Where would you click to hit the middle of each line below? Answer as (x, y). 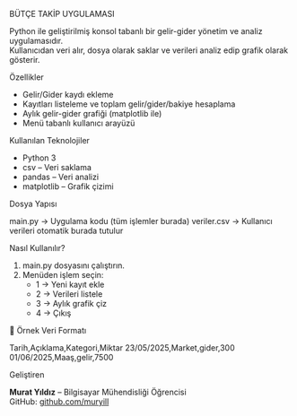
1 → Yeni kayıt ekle (70, 284)
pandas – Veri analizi (61, 177)
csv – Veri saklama (57, 167)
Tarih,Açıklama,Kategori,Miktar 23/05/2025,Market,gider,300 (122, 348)
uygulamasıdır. (36, 41)
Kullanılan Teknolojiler (49, 140)
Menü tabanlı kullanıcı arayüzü (79, 123)
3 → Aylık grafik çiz (71, 303)
